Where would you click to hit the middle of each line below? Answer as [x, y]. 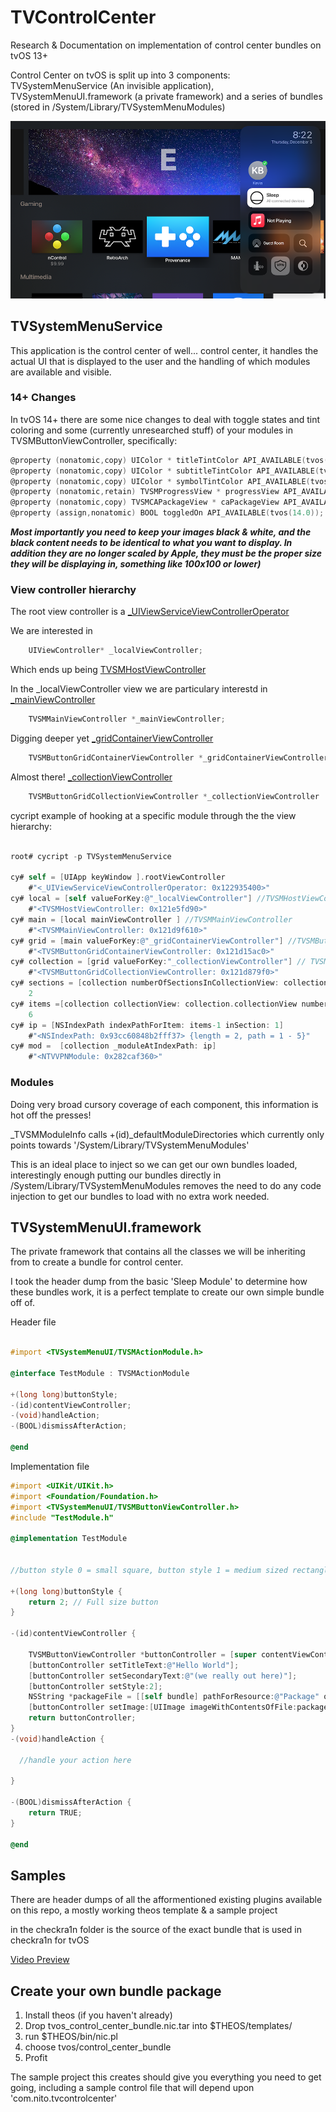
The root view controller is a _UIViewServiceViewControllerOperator [150, 612]
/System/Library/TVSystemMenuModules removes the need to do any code [166, 1185]
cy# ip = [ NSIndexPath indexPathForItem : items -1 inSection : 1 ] [147, 1025]
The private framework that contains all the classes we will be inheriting [158, 1252]
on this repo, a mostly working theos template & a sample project [144, 1910]
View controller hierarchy [73, 589]
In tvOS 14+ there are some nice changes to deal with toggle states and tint [165, 419]
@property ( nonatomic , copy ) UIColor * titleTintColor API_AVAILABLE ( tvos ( [169, 460]
